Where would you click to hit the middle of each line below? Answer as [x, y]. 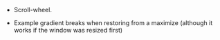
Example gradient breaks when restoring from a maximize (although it [113, 23]
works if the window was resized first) [68, 30]
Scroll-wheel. [33, 10]
